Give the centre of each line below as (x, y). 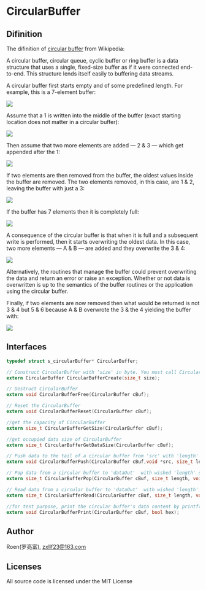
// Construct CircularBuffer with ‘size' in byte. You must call (91, 372)
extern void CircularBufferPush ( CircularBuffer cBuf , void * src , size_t (100, 462)
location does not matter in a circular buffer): (63, 122)
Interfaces (27, 347)
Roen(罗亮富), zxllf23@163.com (46, 547)
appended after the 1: (33, 152)
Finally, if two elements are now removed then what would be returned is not (103, 303)
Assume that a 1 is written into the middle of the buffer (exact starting (93, 115)
